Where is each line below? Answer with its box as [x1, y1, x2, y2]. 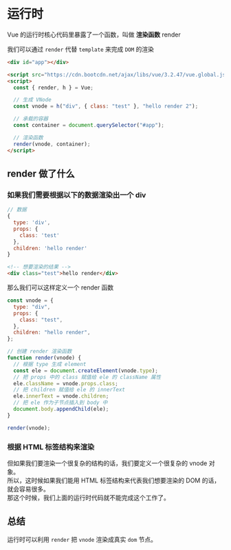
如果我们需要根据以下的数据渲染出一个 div [7, 190, 146, 200]
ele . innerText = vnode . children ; [13, 393, 109, 400]
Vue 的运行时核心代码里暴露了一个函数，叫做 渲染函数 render [7, 30, 181, 39]
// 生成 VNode [13, 96, 52, 103]
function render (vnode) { [7, 354, 81, 361]
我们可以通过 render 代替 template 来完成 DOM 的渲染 [7, 45, 155, 53]
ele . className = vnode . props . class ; [13, 380, 118, 387]
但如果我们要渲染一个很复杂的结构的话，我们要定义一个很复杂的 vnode [7, 459, 208, 467]
